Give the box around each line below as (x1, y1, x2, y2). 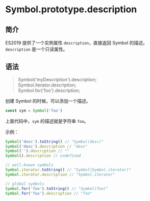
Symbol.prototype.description (5, 4, 137, 15)
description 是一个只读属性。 (5, 46, 68, 52)
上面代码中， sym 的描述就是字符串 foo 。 (5, 118, 89, 124)
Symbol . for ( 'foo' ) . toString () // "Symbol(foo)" (5, 186, 109, 191)
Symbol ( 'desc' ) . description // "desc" (5, 144, 88, 149)
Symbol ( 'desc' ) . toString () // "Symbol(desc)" (5, 139, 104, 144)
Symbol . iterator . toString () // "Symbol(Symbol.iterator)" (5, 167, 131, 172)
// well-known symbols (5, 163, 54, 168)
